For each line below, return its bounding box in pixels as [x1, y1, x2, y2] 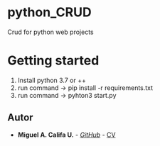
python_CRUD [7, 4, 92, 21]
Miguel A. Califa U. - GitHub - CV [17, 130, 116, 139]
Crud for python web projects [7, 28, 94, 36]
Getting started [7, 52, 100, 69]
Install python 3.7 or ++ [17, 76, 87, 84]
